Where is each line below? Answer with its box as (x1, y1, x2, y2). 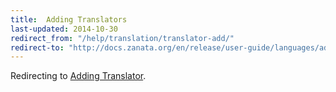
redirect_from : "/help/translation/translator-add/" (10, 33, 235, 43)
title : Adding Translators (10, 14, 128, 25)
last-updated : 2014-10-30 (10, 24, 118, 34)
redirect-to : (10, 42, 65, 53)
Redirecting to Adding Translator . (10, 70, 147, 82)
